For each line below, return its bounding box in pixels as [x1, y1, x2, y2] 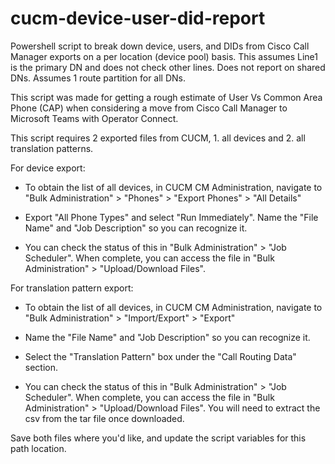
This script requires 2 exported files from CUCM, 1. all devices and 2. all [10, 132, 306, 144]
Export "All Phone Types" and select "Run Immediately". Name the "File [24, 211, 319, 223]
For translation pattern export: [10, 282, 134, 294]
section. [24, 361, 59, 373]
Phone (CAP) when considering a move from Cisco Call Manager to [10, 102, 288, 114]
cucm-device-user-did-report [10, 7, 266, 30]
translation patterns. [10, 142, 94, 154]
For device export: [10, 162, 86, 174]
